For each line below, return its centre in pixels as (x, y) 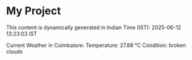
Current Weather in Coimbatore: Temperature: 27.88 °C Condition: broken (96, 45)
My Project (34, 11)
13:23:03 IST (22, 33)
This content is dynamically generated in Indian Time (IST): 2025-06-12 (94, 27)
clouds (15, 51)
